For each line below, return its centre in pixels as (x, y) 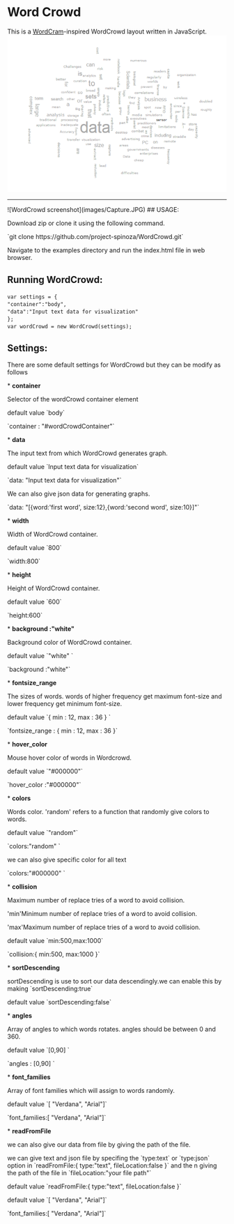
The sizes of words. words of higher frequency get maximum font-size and (115, 696)
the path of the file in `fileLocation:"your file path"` (79, 1173)
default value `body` (36, 413)
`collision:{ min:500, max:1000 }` (54, 954)
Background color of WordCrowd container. (70, 643)
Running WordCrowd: (55, 280)
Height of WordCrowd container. (54, 588)
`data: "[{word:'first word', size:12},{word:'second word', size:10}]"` (103, 507)
